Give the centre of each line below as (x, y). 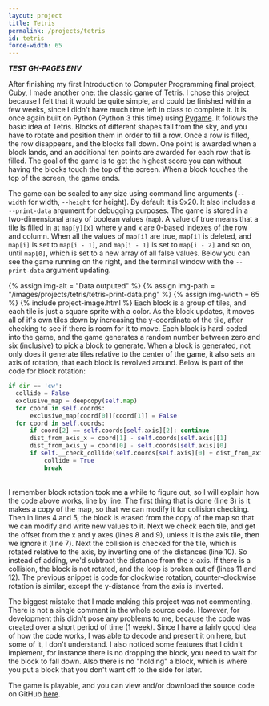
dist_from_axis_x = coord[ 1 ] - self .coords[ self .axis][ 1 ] (128, 439)
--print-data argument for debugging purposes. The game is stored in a (128, 210)
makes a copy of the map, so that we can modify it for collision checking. (129, 509)
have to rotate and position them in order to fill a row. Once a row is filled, (129, 135)
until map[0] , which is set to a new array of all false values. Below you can (129, 253)
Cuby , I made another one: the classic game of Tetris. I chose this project (129, 92)
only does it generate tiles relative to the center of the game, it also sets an (131, 354)
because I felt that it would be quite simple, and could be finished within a (130, 101)
